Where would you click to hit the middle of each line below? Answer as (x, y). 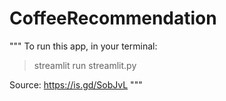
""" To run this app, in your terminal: (83, 46)
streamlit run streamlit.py (85, 65)
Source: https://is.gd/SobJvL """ (76, 84)
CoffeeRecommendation (113, 18)
